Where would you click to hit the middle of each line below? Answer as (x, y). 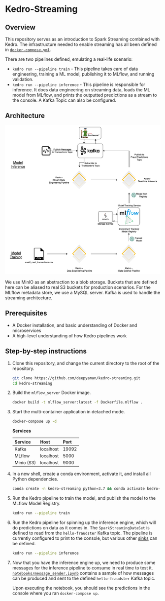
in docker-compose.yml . (28, 50)
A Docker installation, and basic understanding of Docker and (75, 325)
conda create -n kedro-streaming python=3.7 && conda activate (79, 488)
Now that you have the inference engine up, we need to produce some (84, 562)
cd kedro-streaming (32, 383)
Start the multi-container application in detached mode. (68, 412)
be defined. (24, 543)
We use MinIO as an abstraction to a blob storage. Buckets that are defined (81, 282)
